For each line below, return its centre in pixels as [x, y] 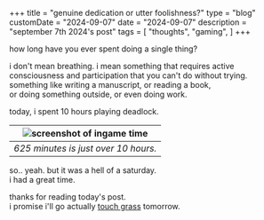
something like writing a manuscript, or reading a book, [110, 85]
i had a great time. [42, 180]
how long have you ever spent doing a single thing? [104, 49]
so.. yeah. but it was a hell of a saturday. [83, 170]
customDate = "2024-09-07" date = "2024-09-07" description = [128, 22]
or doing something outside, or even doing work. [99, 94]
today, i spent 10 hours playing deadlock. [84, 111]
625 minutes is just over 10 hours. [85, 148]
